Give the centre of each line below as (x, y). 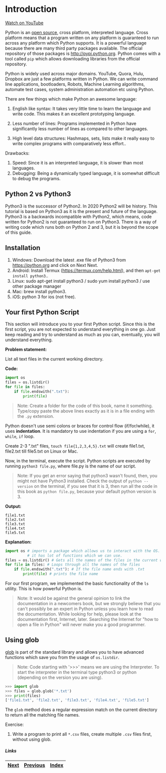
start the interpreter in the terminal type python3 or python (77, 672)
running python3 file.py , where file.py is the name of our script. (71, 466)
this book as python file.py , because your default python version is (87, 491)
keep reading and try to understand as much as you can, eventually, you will (83, 335)
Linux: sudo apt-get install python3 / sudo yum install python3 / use (81, 281)
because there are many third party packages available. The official (74, 48)
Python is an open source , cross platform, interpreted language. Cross (77, 32)
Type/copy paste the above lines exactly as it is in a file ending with (86, 411)
